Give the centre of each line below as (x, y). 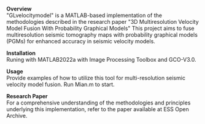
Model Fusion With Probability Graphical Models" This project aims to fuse (100, 28)
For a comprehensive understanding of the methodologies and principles (99, 103)
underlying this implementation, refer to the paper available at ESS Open (98, 109)
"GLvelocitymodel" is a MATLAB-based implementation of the (84, 15)
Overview (19, 9)
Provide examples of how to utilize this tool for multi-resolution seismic (96, 78)
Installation (21, 53)
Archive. (17, 116)
